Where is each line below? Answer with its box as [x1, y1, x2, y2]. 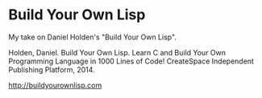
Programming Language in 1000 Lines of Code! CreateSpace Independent [8, 56, 254, 66]
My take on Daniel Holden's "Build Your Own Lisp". [8, 32, 177, 42]
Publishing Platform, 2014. [8, 64, 95, 74]
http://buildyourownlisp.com [8, 80, 102, 90]
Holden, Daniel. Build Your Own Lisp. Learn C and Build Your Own [8, 47, 227, 57]
